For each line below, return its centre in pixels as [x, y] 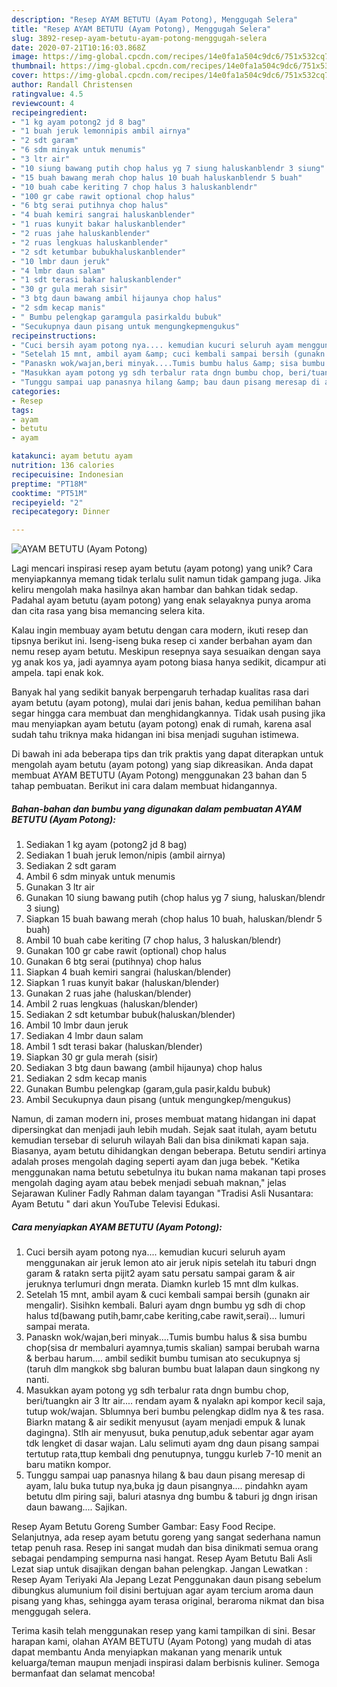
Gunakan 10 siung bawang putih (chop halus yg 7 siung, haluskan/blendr [175, 898]
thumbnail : [34, 66]
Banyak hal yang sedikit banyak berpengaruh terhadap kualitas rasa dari [160, 692]
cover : [25, 76]
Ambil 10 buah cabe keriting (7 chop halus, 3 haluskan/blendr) [153, 940]
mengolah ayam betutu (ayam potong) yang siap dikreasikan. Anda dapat [162, 765]
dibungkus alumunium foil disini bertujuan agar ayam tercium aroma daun [162, 1590]
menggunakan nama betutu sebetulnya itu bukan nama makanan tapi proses [169, 1172]
